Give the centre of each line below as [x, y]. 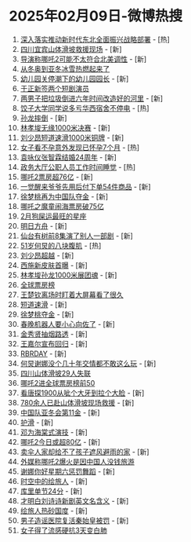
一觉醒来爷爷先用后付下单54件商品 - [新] [85, 186]
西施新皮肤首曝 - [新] [54, 265]
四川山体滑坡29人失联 [56, 373]
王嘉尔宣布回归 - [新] [54, 343]
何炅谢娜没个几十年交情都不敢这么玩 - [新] [88, 363]
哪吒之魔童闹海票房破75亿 [62, 206]
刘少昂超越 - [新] [47, 255]
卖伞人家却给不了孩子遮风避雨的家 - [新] [85, 452]
